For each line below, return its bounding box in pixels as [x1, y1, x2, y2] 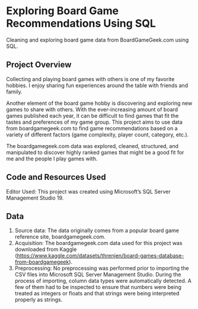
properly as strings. [14, 296, 63, 303]
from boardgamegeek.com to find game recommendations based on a [6, 124, 178, 131]
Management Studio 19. [6, 194, 64, 201]
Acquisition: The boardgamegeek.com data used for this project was [14, 240, 183, 247]
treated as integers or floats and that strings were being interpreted [14, 290, 180, 297]
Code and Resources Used [6, 172, 106, 182]
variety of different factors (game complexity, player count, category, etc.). [6, 131, 189, 138]
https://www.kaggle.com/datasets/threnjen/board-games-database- [17, 252, 184, 259]
